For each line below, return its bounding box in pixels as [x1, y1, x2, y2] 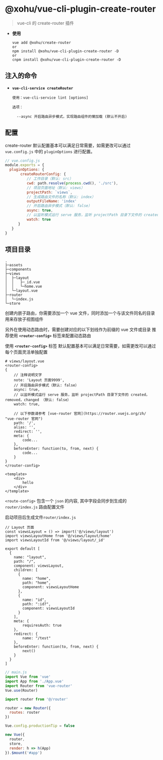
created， [130, 392, 150, 397]
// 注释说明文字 [14, 372, 42, 378]
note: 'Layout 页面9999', [14, 378, 65, 383]
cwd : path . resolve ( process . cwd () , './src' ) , [26, 181, 118, 185]
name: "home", [22, 576, 51, 581]
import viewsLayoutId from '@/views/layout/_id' [5, 538, 105, 543]
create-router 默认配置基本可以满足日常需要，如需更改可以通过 [5, 142, 131, 148]
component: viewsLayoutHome [22, 585, 79, 590]
